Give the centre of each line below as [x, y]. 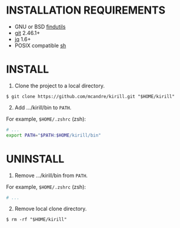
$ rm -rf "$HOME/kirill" [36, 220]
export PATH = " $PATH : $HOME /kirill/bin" [54, 135]
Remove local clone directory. [51, 209]
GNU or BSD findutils [40, 27]
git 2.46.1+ [27, 32]
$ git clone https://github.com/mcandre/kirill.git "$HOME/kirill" [91, 96]
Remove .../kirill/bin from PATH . [51, 175]
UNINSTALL [35, 159]
